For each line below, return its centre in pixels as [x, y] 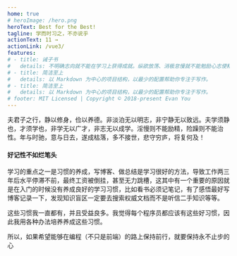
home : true [23, 14]
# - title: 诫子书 [33, 60]
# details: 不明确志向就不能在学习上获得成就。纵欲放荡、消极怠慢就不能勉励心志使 [117, 66]
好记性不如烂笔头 [32, 155]
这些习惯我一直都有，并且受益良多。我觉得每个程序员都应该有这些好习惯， [115, 213]
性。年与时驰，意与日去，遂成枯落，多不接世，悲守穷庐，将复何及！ [106, 137]
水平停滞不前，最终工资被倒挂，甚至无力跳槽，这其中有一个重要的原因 [121, 181]
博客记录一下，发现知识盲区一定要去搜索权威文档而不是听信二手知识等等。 [115, 198]
